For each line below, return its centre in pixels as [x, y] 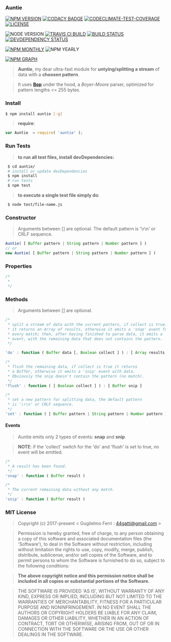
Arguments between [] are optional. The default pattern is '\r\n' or [87, 229]
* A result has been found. [37, 466]
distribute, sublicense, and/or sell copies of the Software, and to [85, 555]
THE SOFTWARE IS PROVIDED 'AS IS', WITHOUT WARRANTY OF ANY [91, 591]
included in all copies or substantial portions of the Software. [84, 581]
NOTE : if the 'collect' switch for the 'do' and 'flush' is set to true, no [88, 446]
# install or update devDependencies [47, 171]
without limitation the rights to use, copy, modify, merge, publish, [86, 550]
